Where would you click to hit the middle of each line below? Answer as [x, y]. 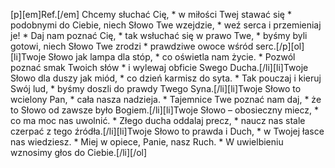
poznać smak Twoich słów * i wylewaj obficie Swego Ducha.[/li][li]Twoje [159, 67]
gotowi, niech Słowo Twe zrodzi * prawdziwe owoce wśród [132, 46]
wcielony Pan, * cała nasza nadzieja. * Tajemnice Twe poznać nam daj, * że [166, 99]
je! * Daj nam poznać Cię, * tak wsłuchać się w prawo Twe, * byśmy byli [159, 35]
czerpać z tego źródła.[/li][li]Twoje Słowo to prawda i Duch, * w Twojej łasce [167, 131]
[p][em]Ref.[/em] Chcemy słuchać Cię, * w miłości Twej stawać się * [151, 14]
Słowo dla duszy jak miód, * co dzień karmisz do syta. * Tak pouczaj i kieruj [166, 78]
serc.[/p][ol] [280, 46]
